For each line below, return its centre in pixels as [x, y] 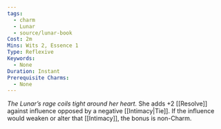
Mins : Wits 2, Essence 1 [43, 46]
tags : [15, 13]
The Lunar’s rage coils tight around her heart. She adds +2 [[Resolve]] [107, 103]
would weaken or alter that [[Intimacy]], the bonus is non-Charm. [99, 119]
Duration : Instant [33, 71]
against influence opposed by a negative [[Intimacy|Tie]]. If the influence [111, 111]
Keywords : [21, 59]
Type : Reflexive [30, 52]
